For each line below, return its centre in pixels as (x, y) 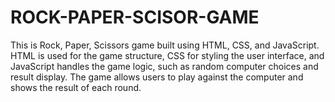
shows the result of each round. (76, 87)
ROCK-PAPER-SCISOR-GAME (135, 17)
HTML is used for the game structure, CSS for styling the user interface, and (167, 55)
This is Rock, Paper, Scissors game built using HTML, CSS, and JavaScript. (165, 45)
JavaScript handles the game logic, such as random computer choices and (164, 66)
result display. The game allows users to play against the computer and (157, 77)
